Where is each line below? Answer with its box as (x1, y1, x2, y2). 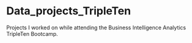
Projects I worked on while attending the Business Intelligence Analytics (6, 24, 187, 31)
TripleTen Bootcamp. (6, 30, 58, 37)
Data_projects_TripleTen (6, 4, 131, 18)
